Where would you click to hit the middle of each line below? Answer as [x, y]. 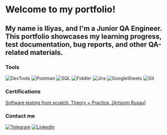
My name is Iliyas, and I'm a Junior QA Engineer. [84, 28]
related [17, 52]
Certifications [23, 91]
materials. [47, 52]
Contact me [20, 116]
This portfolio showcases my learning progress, [83, 36]
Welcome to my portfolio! [60, 9]
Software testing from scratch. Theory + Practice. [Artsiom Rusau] [76, 103]
